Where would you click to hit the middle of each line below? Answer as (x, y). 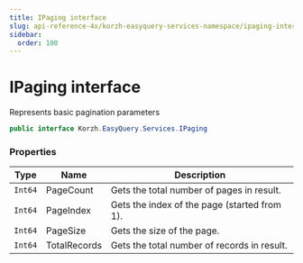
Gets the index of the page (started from (196, 205)
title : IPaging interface (58, 18)
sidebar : (26, 34)
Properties (33, 151)
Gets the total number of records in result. (199, 246)
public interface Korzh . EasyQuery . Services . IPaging (108, 129)
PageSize (66, 231)
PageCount (69, 190)
